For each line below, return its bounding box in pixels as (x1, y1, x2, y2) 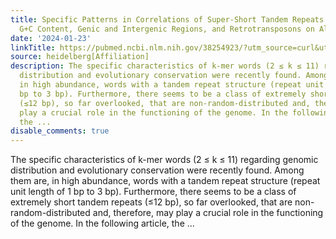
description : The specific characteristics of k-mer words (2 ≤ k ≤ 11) (10, 61, 320, 71)
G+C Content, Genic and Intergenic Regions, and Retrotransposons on (19, 24, 315, 34)
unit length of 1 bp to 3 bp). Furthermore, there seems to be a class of (10, 186, 297, 198)
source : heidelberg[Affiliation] (10, 52, 150, 62)
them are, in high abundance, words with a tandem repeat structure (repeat (10, 175, 321, 187)
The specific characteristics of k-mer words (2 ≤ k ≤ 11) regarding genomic (10, 154, 319, 166)
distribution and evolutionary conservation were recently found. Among (10, 164, 305, 176)
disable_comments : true (10, 126, 110, 136)
